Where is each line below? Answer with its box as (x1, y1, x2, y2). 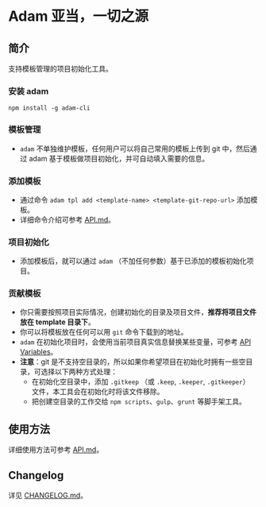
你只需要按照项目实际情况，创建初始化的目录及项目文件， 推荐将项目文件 (19, 308, 256, 317)
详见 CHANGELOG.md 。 (8, 490, 88, 501)
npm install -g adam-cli (8, 104, 91, 112)
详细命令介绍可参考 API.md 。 (19, 215, 115, 224)
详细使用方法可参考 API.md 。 (8, 445, 104, 455)
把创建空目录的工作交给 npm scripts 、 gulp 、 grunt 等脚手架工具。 (31, 397, 246, 406)
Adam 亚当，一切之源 (8, 7, 149, 25)
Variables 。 (19, 347, 58, 357)
